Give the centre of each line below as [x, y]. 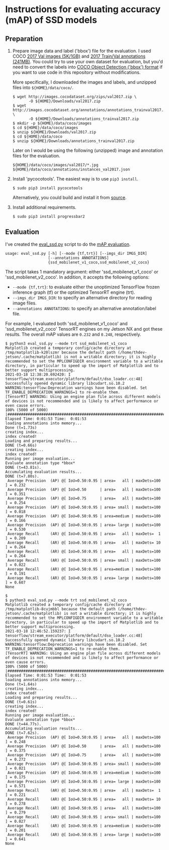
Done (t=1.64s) [21, 684]
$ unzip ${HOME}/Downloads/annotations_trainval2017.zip [73, 141]
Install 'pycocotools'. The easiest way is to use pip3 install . [75, 179]
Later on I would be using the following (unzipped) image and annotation [88, 150]
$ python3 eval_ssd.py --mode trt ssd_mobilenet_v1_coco [66, 343]
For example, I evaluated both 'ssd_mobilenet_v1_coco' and [66, 323]
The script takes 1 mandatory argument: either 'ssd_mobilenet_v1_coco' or [82, 272]
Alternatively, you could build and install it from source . [69, 197]
